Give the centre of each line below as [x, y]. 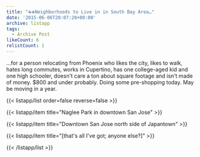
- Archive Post [31, 35]
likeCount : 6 [23, 40]
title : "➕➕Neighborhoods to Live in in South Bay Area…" [80, 12]
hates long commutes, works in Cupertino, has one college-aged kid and [97, 69]
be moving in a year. [32, 89]
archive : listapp [28, 23]
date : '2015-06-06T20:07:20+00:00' [51, 18]
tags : [13, 29]
